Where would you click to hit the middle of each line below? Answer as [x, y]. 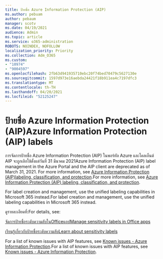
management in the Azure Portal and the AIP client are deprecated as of [78, 167]
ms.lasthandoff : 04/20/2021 [34, 92]
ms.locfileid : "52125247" [31, 96]
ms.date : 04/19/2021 [26, 28]
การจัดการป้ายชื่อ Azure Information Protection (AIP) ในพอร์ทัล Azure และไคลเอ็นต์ [80, 156]
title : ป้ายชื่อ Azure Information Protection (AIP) [56, 10]
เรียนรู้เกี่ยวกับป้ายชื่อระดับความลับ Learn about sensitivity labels [61, 231]
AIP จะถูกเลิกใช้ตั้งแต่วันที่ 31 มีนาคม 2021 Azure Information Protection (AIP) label [80, 161]
